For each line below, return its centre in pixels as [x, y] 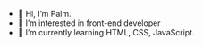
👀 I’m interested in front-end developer [89, 23]
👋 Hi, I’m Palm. [44, 14]
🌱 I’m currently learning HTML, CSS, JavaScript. [106, 32]
